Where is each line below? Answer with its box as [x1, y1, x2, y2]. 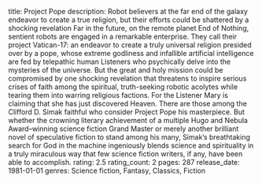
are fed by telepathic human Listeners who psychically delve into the [8, 57, 231, 66]
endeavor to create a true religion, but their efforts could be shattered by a [8, 15, 249, 24]
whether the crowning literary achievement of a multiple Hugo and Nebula [8, 116, 248, 125]
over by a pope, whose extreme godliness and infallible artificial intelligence [8, 49, 254, 58]
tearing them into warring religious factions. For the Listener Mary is [8, 91, 228, 99]
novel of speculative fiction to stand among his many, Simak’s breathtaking [8, 133, 250, 141]
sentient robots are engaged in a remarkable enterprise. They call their [8, 32, 238, 41]
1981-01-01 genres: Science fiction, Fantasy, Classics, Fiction [8, 166, 206, 175]
